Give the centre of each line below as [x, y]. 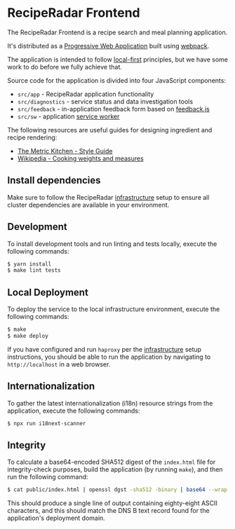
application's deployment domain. [56, 518]
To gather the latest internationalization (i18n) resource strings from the [110, 403]
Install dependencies [54, 180]
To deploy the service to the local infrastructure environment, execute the [114, 309]
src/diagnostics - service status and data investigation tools [105, 101]
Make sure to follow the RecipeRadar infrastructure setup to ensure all [108, 197]
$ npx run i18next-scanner [47, 423]
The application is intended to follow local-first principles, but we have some [117, 59]
